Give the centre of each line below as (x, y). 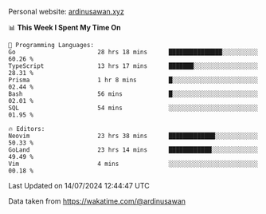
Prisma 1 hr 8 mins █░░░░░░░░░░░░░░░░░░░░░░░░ (133, 80)
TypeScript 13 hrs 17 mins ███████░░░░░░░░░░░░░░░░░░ (133, 66)
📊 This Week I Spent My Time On (65, 28)
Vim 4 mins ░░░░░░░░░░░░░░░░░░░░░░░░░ (133, 164)
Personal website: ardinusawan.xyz (66, 12)
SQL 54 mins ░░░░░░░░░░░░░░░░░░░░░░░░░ (133, 108)
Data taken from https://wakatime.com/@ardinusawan (97, 201)
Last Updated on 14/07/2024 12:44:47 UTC (79, 186)
